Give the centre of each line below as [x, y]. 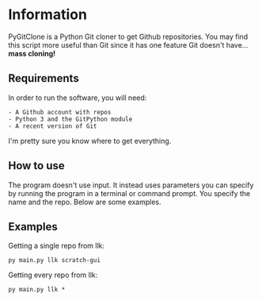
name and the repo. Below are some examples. [85, 202]
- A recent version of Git [53, 126]
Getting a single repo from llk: [57, 246]
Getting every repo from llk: [53, 275]
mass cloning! [32, 53]
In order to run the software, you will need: [78, 98]
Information [47, 15]
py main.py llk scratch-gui [55, 260]
